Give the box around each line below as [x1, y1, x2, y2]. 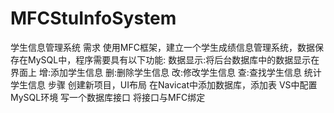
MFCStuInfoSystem [10, 7, 177, 30]
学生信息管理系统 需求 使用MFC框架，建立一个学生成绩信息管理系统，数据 [10, 41, 316, 53]
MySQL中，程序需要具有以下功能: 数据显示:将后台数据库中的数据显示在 [27, 53, 320, 66]
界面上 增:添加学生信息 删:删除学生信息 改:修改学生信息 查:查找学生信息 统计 [10, 66, 322, 78]
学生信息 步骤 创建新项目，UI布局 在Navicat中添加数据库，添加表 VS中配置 [10, 78, 318, 91]
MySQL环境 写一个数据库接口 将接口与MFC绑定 [10, 91, 206, 103]
